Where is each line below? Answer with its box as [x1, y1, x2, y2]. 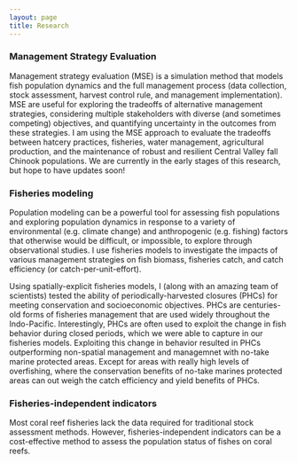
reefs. [9, 445, 31, 457]
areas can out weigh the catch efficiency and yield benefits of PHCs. [9, 375, 260, 386]
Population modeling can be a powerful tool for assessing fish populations [9, 208, 280, 218]
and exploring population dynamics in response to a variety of [9, 216, 236, 227]
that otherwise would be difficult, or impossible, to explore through [9, 236, 253, 247]
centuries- [242, 300, 281, 310]
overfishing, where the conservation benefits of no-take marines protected [9, 365, 283, 377]
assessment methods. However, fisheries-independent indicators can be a [9, 427, 282, 437]
